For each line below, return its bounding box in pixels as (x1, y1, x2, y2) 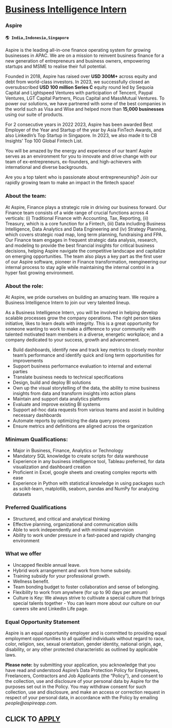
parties (12, 368, 28, 374)
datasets (12, 491, 32, 497)
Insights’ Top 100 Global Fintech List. (5, 138, 83, 144)
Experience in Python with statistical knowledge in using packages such (12, 480, 165, 486)
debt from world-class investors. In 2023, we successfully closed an (5, 79, 150, 85)
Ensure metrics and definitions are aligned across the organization (12, 423, 153, 429)
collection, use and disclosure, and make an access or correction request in (5, 689, 165, 695)
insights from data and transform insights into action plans (12, 390, 136, 396)
